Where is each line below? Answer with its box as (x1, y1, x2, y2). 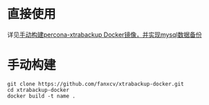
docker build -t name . (7, 93, 76, 99)
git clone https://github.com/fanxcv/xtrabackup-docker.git (7, 80, 185, 87)
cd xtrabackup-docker (7, 86, 70, 93)
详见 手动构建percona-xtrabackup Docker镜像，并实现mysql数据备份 (7, 30, 202, 39)
